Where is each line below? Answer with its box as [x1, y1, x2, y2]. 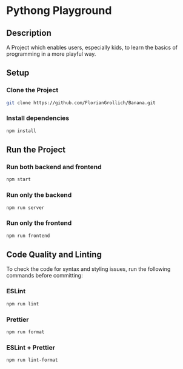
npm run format [6, 328, 45, 335]
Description [6, 28, 52, 38]
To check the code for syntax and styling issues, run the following [6, 265, 171, 273]
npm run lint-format [6, 357, 59, 364]
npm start [6, 176, 32, 182]
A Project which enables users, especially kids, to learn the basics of [6, 44, 178, 51]
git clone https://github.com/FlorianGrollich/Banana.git [6, 99, 156, 106]
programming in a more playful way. [6, 50, 96, 58]
